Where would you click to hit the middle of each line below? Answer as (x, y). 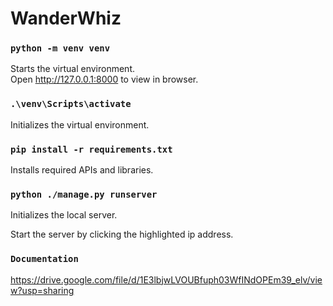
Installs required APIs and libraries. (82, 170)
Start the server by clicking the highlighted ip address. (122, 234)
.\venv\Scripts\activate (71, 104)
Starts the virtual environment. (73, 69)
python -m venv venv (60, 48)
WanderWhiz (66, 18)
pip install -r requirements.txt (91, 149)
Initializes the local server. (64, 215)
